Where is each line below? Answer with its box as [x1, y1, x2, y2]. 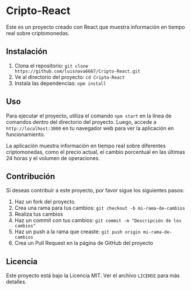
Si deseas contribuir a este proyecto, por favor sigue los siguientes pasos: [6, 187, 185, 194]
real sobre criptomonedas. [6, 29, 70, 36]
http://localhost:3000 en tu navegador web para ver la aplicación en [6, 125, 174, 132]
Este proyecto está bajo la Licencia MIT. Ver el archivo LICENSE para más [6, 272, 180, 279]
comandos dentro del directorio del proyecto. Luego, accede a [6, 118, 157, 125]
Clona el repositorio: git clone [14, 62, 89, 69]
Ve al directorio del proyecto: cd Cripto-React [14, 73, 125, 80]
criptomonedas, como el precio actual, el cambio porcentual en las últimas [6, 148, 185, 156]
